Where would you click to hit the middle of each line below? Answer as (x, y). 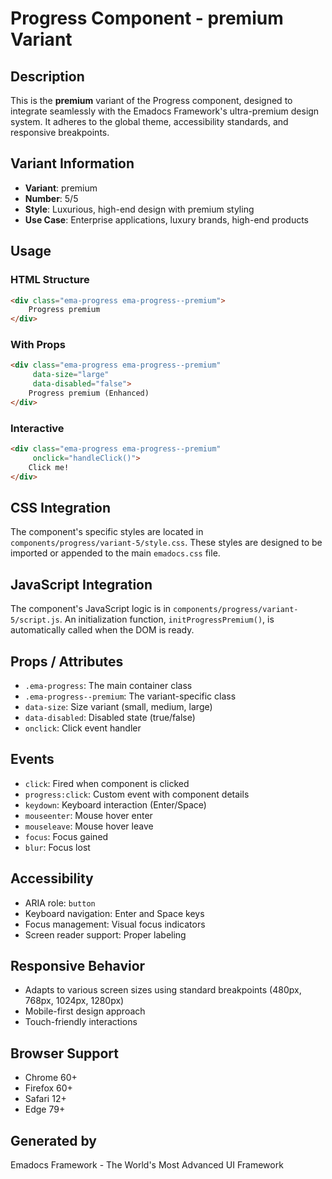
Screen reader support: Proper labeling (105, 934)
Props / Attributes (67, 661)
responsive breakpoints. (60, 132)
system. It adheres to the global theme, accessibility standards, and (149, 121)
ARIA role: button (60, 903)
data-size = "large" (71, 375)
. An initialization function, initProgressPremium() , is (167, 619)
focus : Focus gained (66, 836)
